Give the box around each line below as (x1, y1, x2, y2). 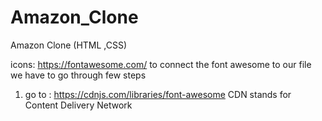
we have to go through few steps (10, 69, 147, 81)
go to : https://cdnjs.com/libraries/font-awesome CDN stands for (24, 88, 292, 100)
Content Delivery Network (24, 99, 133, 111)
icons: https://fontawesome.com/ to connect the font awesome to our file (10, 58, 312, 70)
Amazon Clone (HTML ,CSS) (10, 39, 128, 51)
